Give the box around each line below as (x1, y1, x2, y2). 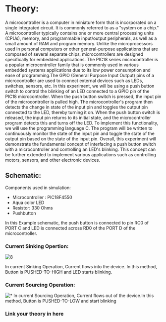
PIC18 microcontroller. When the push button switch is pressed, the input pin (5, 93, 162, 100)
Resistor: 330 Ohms (12, 205, 53, 211)
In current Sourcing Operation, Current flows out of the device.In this (13, 293, 154, 299)
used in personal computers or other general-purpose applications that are (5, 46, 159, 52)
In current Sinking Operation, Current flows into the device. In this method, (5, 264, 157, 270)
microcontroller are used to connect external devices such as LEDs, (5, 78, 144, 84)
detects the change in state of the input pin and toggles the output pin (5, 104, 148, 110)
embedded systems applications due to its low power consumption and (5, 67, 151, 73)
